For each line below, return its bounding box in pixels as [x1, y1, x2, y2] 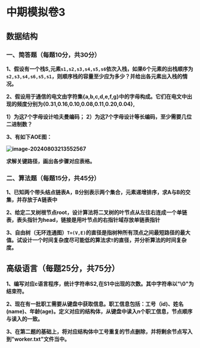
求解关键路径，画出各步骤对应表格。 [6, 157, 96, 164]
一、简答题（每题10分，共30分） [6, 50, 101, 59]
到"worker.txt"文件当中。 [6, 335, 70, 343]
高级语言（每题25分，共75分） [6, 263, 120, 273]
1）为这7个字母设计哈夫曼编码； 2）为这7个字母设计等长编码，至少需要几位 [6, 113, 192, 120]
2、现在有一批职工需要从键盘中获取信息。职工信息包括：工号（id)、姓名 [6, 300, 184, 307]
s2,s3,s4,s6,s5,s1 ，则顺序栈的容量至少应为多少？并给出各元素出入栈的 [6, 72, 183, 80]
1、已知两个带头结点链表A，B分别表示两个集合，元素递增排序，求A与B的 [6, 189, 186, 196]
